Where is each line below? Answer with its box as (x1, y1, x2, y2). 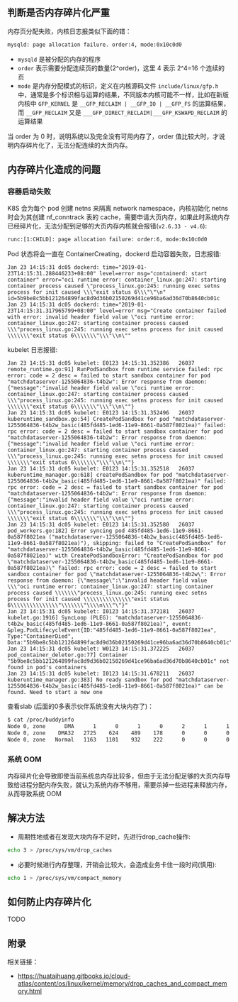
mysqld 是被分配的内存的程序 (17, 55, 101, 63)
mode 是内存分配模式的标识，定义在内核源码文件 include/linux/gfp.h (17, 81, 219, 90)
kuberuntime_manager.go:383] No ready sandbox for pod (7, 676, 173, 683)
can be (203, 683, 223, 690)
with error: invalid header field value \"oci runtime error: (7, 314, 195, 321)
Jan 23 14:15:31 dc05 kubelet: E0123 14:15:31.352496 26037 (7, 409, 195, 417)
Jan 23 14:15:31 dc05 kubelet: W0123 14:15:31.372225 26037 (7, 645, 195, 653)
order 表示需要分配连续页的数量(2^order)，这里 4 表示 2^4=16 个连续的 (17, 63, 225, 72)
